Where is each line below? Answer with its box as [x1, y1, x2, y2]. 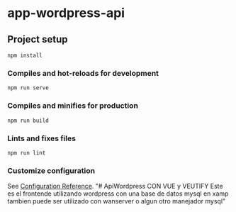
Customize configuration [7, 165, 96, 175]
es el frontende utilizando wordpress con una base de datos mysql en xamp [7, 189, 229, 198]
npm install [7, 52, 43, 59]
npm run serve [7, 84, 50, 91]
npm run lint [7, 149, 46, 157]
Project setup [7, 33, 69, 45]
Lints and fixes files [7, 133, 77, 143]
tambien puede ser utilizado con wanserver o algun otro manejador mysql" [7, 197, 226, 206]
